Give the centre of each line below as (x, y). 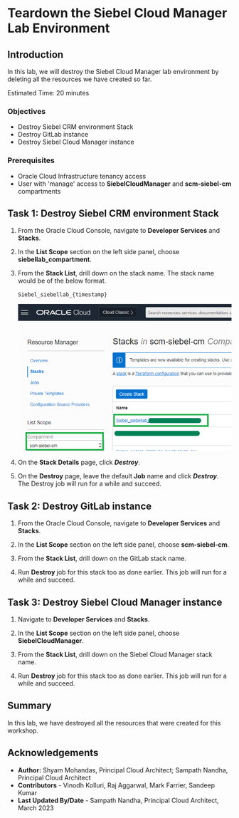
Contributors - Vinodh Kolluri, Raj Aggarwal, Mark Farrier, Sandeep (116, 785)
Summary (30, 706)
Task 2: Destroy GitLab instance (80, 506)
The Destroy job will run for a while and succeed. (90, 484)
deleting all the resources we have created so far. (80, 79)
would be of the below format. (62, 281)
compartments (39, 191)
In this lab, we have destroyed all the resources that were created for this (114, 723)
